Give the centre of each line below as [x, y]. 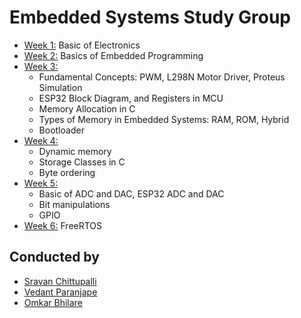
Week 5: [41, 183]
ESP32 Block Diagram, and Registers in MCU [131, 98]
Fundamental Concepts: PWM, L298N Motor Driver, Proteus [162, 77]
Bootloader [61, 130]
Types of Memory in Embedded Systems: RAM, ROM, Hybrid [164, 119]
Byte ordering [67, 172]
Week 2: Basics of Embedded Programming [113, 55]
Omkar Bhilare [53, 302]
